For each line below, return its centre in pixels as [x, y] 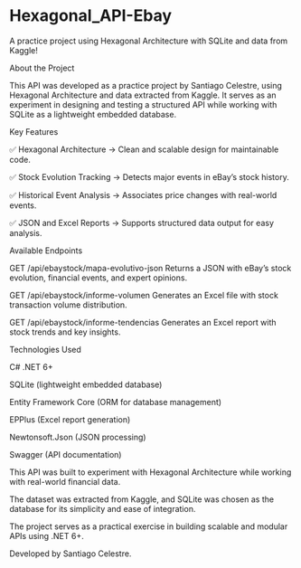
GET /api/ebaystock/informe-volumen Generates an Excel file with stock [144, 295]
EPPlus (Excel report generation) [70, 419]
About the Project [42, 68]
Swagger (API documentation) [66, 454]
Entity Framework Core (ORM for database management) [116, 402]
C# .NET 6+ [31, 366]
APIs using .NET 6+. [47, 535]
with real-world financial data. [65, 481]
